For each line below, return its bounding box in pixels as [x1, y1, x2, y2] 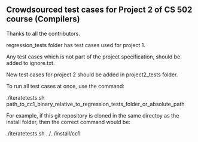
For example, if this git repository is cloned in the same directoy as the [6, 112, 179, 119]
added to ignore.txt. [6, 59, 55, 66]
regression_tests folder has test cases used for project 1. [6, 41, 145, 48]
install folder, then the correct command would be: [6, 118, 130, 125]
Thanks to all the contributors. [6, 30, 81, 37]
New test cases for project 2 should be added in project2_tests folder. [6, 71, 178, 78]
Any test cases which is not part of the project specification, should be [6, 53, 181, 60]
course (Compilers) [6, 14, 80, 24]
